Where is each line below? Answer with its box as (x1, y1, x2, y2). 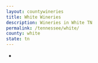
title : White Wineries (6, 14, 61, 20)
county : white (6, 31, 41, 37)
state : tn (6, 36, 30, 42)
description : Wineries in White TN (6, 19, 93, 25)
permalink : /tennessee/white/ (6, 25, 80, 31)
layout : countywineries (6, 8, 64, 15)
